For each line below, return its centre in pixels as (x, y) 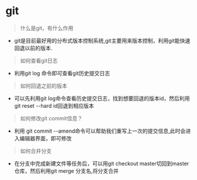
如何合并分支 (36, 151)
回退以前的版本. (33, 48)
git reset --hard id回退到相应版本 (54, 105)
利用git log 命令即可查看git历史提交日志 (62, 73)
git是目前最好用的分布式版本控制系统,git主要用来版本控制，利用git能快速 (102, 40)
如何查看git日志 (39, 60)
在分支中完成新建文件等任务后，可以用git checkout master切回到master (101, 163)
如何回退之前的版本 (44, 86)
